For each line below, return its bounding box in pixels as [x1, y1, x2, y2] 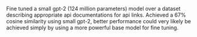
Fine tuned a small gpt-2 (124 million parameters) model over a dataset [6, 5, 181, 12]
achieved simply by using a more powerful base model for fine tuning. [6, 24, 178, 31]
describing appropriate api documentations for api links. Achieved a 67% [6, 11, 186, 18]
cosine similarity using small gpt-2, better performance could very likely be [6, 18, 192, 24]
